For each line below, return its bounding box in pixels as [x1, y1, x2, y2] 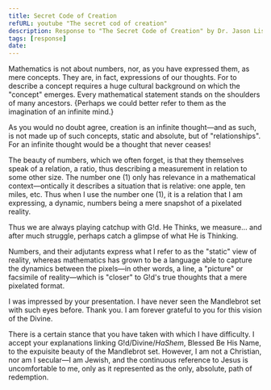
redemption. [8, 372, 49, 382]
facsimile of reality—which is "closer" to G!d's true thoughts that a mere [8, 272, 248, 283]
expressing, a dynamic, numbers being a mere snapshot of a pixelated [8, 199, 242, 208]
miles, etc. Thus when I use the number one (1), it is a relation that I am [8, 190, 244, 199]
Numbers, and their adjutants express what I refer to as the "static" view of [8, 247, 257, 257]
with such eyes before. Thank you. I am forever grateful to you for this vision [8, 305, 262, 315]
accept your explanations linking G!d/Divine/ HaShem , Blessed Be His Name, [8, 338, 262, 348]
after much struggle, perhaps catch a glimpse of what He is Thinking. [8, 231, 239, 241]
